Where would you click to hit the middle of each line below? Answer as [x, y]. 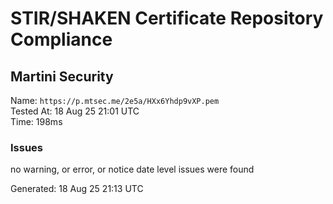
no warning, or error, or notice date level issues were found [132, 169]
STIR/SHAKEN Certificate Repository [167, 18]
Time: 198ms [36, 121]
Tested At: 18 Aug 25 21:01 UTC [75, 111]
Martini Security [62, 76]
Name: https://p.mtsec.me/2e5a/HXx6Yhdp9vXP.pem [115, 100]
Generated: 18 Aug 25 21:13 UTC [77, 189]
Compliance [61, 39]
